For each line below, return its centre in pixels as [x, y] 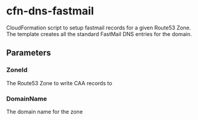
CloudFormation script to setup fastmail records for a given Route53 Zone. [99, 28]
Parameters [29, 53]
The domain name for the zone [45, 112]
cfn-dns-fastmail [50, 11]
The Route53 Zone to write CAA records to [59, 83]
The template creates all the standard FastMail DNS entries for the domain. [99, 34]
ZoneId [17, 70]
